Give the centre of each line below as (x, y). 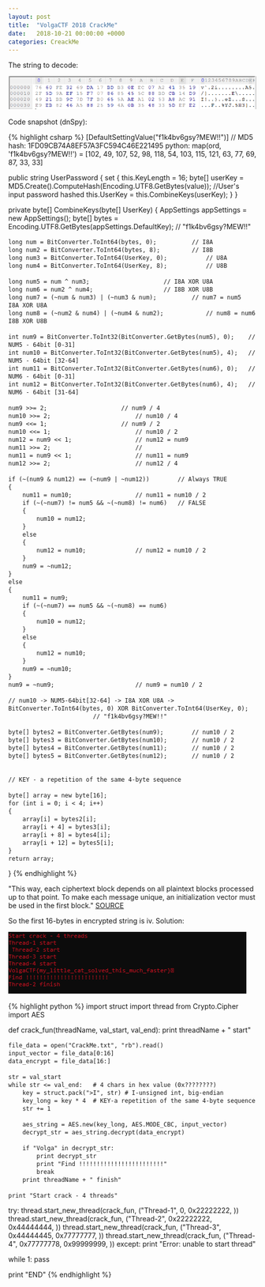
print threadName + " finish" (72, 1180)
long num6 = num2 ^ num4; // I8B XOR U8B (111, 290)
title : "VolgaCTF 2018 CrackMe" (63, 25)
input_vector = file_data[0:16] (61, 1054)
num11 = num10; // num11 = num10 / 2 (114, 495)
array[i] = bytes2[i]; (60, 819)
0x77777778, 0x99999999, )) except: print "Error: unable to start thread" (138, 1244)
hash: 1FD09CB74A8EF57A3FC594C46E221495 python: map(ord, (115, 145)
